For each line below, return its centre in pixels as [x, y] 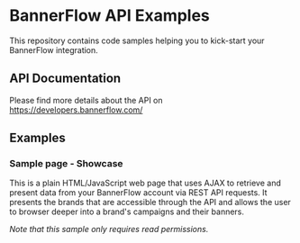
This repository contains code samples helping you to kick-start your [137, 40]
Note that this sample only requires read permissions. [109, 229]
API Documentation [65, 79]
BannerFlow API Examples [109, 16]
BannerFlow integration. [54, 49]
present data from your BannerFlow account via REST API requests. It [138, 193]
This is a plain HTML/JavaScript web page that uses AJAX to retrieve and [145, 183]
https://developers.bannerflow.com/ [76, 110]
